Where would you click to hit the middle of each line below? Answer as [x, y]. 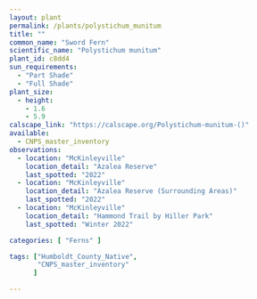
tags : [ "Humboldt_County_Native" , [74, 256]
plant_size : [31, 92]
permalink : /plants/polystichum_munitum [86, 26]
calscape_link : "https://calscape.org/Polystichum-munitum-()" [129, 125]
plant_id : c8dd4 [39, 59]
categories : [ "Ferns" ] [55, 240]
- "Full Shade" [46, 84]
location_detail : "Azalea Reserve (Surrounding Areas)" [132, 191]
